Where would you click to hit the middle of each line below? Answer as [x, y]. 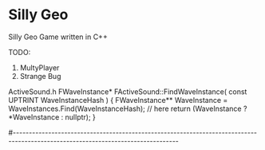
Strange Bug [40, 76]
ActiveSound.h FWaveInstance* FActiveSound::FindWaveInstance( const [128, 91]
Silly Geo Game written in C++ [58, 37]
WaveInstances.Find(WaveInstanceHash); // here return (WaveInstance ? [128, 109]
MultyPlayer [40, 67]
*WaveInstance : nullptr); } [52, 116]
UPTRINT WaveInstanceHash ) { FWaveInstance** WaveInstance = [118, 100]
